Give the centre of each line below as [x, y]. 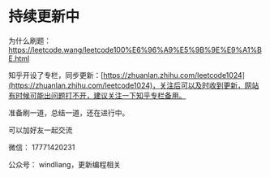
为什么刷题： [30, 41]
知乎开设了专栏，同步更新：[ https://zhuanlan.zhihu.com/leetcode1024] [127, 75]
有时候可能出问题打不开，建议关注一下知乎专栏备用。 [97, 95]
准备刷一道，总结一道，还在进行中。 [69, 112]
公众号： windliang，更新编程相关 [65, 164]
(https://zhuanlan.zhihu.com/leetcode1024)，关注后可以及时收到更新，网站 [134, 85]
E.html [19, 58]
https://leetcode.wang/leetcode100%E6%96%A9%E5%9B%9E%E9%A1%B [135, 50]
